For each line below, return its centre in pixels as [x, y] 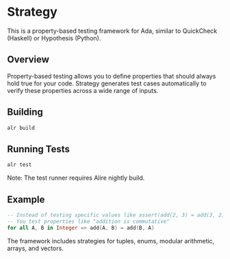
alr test [20, 165]
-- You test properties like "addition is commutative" [88, 221]
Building [25, 112]
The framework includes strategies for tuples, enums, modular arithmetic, [111, 241]
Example [26, 199]
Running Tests [38, 149]
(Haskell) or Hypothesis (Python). [54, 38]
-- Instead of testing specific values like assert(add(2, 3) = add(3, [111, 215]
